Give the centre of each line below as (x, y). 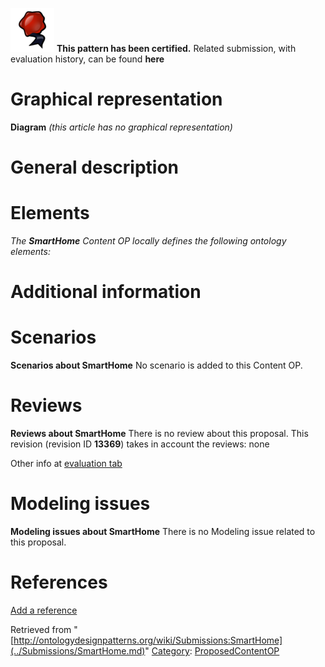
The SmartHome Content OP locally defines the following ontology (148, 241)
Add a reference (44, 610)
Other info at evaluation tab (66, 464)
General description (94, 167)
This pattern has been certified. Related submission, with (176, 48)
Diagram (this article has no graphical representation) (121, 127)
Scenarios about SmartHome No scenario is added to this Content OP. (156, 365)
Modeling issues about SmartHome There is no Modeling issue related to (163, 532)
